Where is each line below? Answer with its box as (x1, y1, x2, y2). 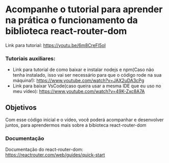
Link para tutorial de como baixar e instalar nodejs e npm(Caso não (12, 66, 154, 73)
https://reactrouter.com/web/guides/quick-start (5, 152, 105, 158)
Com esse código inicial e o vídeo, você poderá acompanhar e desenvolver (5, 117, 164, 123)
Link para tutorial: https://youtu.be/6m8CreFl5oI (5, 42, 106, 48)
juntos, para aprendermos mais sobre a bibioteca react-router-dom (5, 122, 147, 128)
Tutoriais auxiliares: (5, 55, 56, 62)
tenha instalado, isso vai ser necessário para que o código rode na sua (12, 72, 162, 78)
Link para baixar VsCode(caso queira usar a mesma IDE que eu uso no (12, 83, 161, 89)
